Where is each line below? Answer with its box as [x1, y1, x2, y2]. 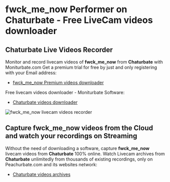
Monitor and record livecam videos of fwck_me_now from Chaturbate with [5, 59, 163, 65]
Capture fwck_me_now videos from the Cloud [5, 124, 153, 133]
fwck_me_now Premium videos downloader [12, 80, 104, 85]
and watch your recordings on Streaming [5, 132, 138, 140]
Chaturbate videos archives [12, 171, 71, 177]
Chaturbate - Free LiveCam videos [5, 14, 153, 26]
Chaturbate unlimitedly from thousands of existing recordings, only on [5, 156, 153, 162]
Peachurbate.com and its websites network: [5, 161, 97, 167]
